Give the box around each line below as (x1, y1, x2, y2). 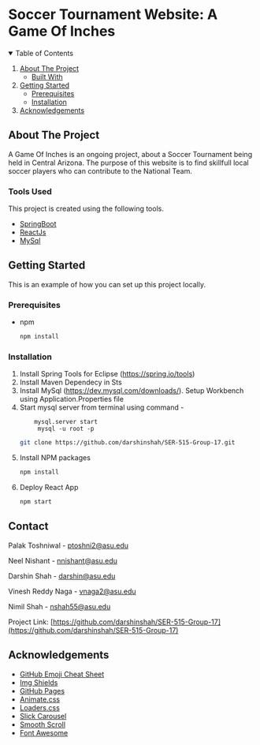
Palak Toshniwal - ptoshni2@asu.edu (8, 541, 128, 550)
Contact (8, 519, 49, 533)
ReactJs (19, 227, 46, 238)
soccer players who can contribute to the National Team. (8, 166, 193, 175)
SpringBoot (19, 219, 57, 229)
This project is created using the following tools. (8, 204, 164, 214)
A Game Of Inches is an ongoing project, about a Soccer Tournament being (8, 149, 253, 159)
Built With (31, 72, 63, 81)
